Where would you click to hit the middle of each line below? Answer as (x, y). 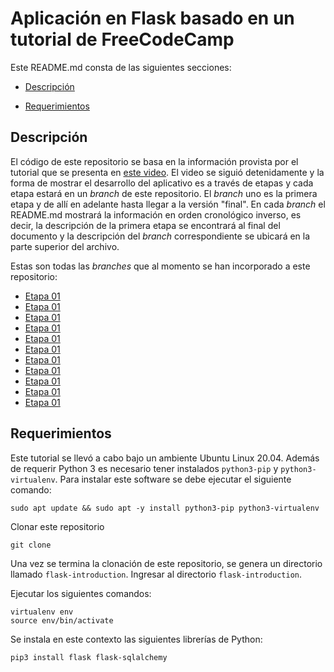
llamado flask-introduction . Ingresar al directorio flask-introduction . (156, 574)
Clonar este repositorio (57, 526)
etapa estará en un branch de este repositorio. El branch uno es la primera (164, 193)
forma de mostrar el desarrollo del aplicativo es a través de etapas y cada (162, 183)
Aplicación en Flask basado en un (152, 18)
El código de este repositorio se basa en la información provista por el (154, 161)
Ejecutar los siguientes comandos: (81, 593)
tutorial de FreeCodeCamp (122, 39)
